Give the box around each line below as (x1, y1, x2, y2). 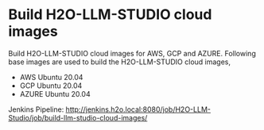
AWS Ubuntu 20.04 (19, 72, 83, 82)
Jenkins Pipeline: (8, 105, 64, 114)
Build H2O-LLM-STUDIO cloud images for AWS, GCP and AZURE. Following (8, 48, 256, 58)
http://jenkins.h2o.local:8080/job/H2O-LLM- (65, 105, 211, 114)
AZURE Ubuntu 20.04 (19, 89, 91, 98)
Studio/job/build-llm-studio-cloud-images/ (8, 113, 148, 122)
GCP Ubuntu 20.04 (19, 81, 83, 90)
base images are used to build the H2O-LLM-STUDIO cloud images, (8, 57, 231, 67)
